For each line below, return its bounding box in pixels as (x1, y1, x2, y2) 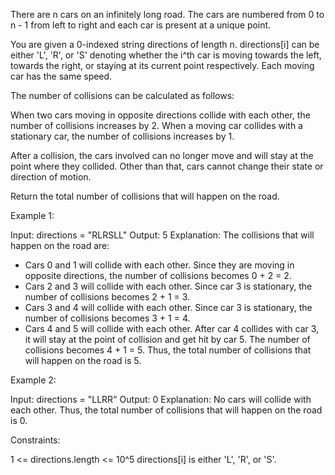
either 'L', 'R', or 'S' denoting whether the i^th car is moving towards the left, (10, 49, 322, 61)
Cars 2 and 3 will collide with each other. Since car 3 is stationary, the (24, 280, 313, 292)
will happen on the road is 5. (24, 355, 142, 366)
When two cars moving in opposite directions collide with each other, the (10, 109, 311, 121)
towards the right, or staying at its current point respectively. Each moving (10, 60, 315, 71)
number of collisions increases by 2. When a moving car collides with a (10, 120, 303, 131)
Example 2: (10, 374, 57, 386)
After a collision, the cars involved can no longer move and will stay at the (10, 150, 314, 161)
